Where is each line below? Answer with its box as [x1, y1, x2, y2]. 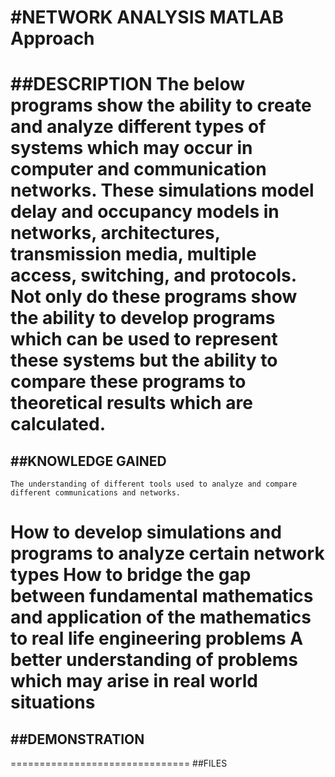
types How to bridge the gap [10, 564, 252, 586]
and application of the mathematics [10, 606, 312, 629]
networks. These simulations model [10, 179, 315, 202]
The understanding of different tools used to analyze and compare [10, 479, 298, 490]
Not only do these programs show [10, 286, 298, 308]
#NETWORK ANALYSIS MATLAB [10, 6, 284, 29]
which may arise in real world [10, 670, 259, 693]
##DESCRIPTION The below [10, 73, 246, 96]
